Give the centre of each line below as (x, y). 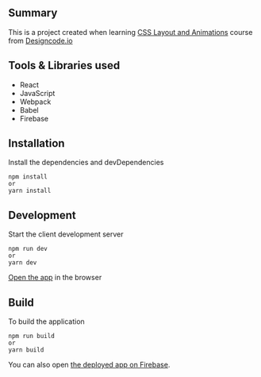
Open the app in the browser (55, 278)
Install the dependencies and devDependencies (86, 163)
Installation (36, 143)
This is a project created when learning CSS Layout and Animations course (130, 32)
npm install (28, 177)
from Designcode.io (40, 40)
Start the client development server (66, 234)
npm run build (32, 337)
